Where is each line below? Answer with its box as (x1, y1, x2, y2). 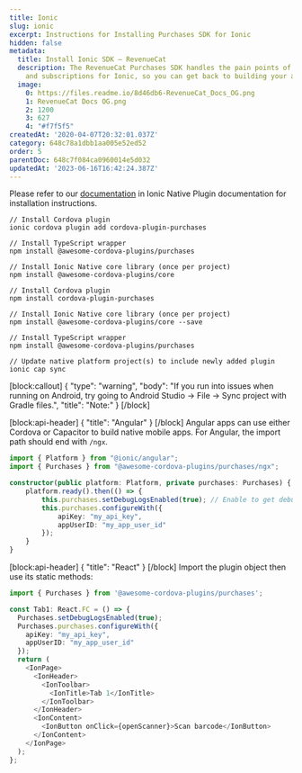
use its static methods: (9, 571, 93, 581)
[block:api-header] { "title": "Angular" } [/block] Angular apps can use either (9, 418, 290, 428)
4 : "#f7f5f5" (25, 122, 75, 131)
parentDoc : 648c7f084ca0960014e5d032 (9, 155, 151, 165)
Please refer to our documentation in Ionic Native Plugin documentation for (9, 188, 287, 199)
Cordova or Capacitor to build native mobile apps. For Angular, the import (9, 427, 281, 437)
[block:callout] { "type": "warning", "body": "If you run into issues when (9, 381, 274, 391)
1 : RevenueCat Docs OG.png (25, 96, 127, 106)
